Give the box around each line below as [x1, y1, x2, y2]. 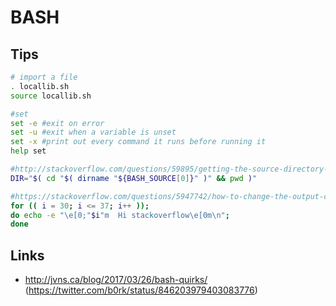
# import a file [10, 72, 78, 82]
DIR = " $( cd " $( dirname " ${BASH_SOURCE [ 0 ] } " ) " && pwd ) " [10, 173, 258, 183]
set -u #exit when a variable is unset [10, 127, 177, 138]
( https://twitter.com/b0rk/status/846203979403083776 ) [24, 284, 258, 296]
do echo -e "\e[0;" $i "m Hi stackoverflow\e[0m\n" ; [10, 210, 230, 220]
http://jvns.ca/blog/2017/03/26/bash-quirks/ [24, 274, 208, 286]
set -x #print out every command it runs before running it [10, 137, 267, 147]
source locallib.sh [10, 91, 92, 101]
